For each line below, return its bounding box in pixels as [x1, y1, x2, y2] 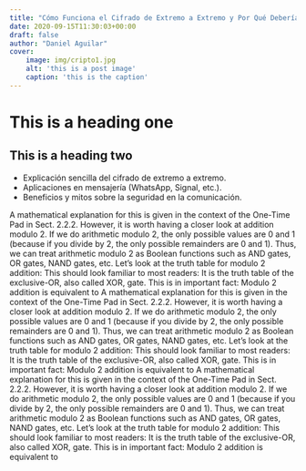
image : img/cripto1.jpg [25, 56, 117, 65]
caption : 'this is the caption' [25, 73, 148, 82]
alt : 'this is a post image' [25, 65, 137, 74]
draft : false [9, 30, 59, 39]
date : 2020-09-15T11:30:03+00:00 [9, 22, 137, 31]
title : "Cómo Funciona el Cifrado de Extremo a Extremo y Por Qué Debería [9, 13, 300, 23]
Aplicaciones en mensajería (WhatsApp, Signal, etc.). [22, 181, 222, 192]
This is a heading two [9, 148, 133, 164]
